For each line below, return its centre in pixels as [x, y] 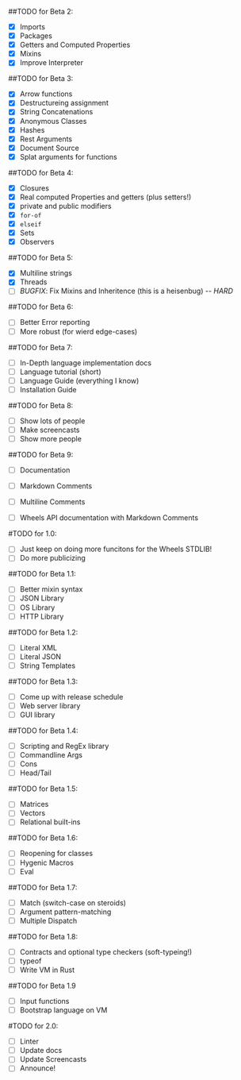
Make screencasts [50, 430]
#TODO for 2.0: [33, 1026]
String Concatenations [56, 112]
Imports [33, 27]
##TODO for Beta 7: [40, 347]
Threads [33, 282]
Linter [29, 1041]
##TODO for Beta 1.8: [43, 936]
